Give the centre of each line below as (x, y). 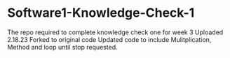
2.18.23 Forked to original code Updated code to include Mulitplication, (109, 39)
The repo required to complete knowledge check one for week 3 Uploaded (115, 32)
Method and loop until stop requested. (62, 47)
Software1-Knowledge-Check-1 (101, 13)
